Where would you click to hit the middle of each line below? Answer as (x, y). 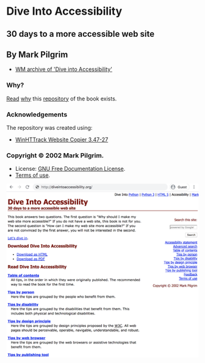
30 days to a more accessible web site (80, 34)
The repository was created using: (49, 127)
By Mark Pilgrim (37, 54)
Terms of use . (33, 175)
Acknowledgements (37, 114)
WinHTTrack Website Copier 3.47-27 (62, 140)
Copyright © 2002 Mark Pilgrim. (55, 155)
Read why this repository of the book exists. (62, 99)
